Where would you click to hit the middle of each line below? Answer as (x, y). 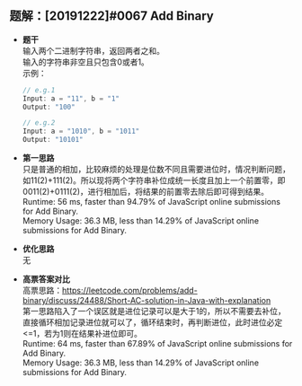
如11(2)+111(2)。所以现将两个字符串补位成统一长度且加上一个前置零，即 (154, 180)
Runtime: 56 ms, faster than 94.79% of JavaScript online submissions (151, 202)
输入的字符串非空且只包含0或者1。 (86, 62)
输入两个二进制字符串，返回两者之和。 (93, 50)
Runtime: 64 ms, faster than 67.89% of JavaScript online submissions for (157, 344)
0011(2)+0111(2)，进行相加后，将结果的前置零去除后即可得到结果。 (146, 192)
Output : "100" (49, 107)
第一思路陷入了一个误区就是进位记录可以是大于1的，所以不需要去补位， (154, 311)
